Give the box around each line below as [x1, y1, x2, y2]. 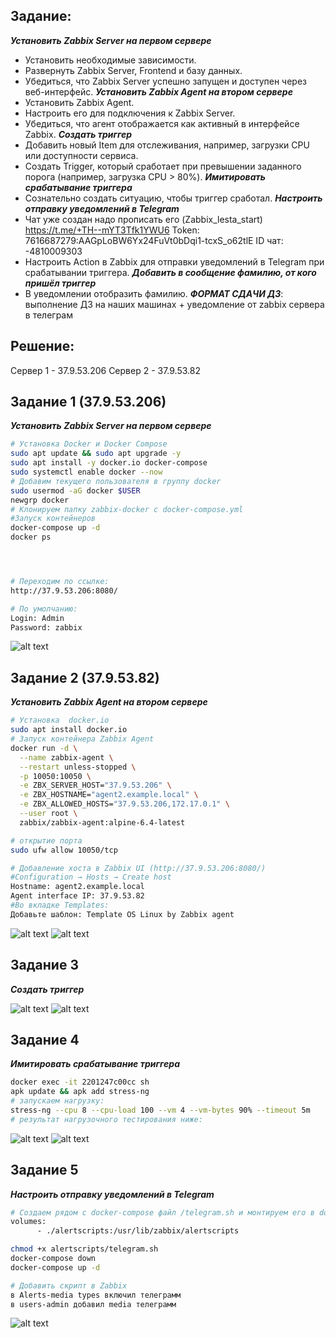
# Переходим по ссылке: [10, 577, 110, 587]
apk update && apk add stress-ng [10, 1087, 150, 1097]
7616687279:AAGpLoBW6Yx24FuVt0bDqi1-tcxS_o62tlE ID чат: [24, 234, 284, 246]
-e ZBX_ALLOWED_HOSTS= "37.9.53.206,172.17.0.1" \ [19, 799, 230, 809]
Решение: [10, 338, 75, 355]
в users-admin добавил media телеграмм [10, 1299, 177, 1309]
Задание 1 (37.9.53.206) [10, 394, 167, 411]
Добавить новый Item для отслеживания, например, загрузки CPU [24, 139, 310, 151]
